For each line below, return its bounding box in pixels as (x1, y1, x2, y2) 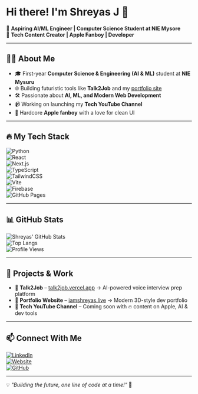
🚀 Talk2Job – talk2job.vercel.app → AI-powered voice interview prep (14, 284, 183, 291)
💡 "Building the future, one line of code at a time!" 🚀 (6, 381, 133, 388)
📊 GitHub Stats (6, 214, 64, 224)
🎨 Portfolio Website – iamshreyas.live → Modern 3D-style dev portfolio (14, 297, 187, 304)
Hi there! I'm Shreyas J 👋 (6, 5, 128, 19)
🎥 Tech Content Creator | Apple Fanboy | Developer (6, 31, 134, 38)
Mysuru (14, 78, 35, 85)
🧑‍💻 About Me (6, 54, 55, 64)
